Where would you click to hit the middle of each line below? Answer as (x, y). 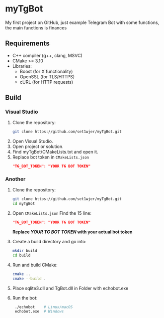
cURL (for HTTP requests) (46, 82)
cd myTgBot (24, 204)
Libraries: (22, 66)
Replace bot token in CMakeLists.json (51, 157)
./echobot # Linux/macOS (44, 307)
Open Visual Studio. (33, 141)
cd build (21, 255)
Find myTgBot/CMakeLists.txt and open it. (55, 152)
